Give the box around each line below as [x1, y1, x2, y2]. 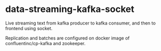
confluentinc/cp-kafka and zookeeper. [5, 40, 86, 46]
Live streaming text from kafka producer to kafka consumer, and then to [5, 20, 156, 26]
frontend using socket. [5, 25, 53, 31]
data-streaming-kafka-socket [5, 3, 135, 15]
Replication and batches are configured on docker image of [5, 35, 130, 41]
